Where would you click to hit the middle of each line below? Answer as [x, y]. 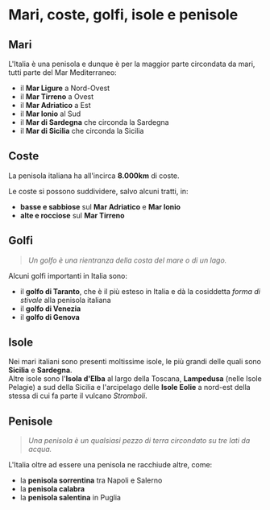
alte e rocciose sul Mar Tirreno [72, 215]
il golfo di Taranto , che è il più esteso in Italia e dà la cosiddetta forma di [140, 291]
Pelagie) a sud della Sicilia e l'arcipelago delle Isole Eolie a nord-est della [130, 388]
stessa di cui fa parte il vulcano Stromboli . [78, 396]
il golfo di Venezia [50, 309]
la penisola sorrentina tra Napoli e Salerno [91, 480]
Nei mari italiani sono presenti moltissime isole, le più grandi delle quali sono [135, 362]
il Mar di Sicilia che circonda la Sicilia [82, 131]
